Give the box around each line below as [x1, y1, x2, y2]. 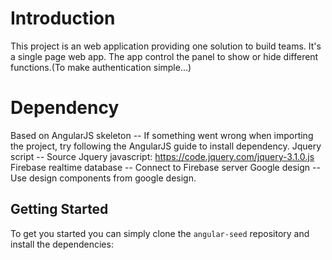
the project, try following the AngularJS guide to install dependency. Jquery [10, 140, 322, 152]
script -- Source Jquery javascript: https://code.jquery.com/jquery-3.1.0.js [10, 150, 315, 162]
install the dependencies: [10, 238, 114, 250]
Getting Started [10, 201, 109, 218]
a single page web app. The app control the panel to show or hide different [10, 50, 319, 62]
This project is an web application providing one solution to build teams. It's [10, 40, 322, 52]
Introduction [10, 7, 116, 30]
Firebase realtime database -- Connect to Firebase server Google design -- [10, 161, 321, 173]
